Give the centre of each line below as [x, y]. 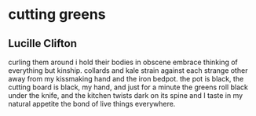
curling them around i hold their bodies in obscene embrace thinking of [123, 62]
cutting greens [57, 14]
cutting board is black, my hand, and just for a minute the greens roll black [128, 87]
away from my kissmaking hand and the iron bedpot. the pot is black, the [126, 79]
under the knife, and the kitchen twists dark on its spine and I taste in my [126, 95]
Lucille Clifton [42, 43]
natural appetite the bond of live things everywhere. [92, 104]
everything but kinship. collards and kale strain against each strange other [128, 71]
